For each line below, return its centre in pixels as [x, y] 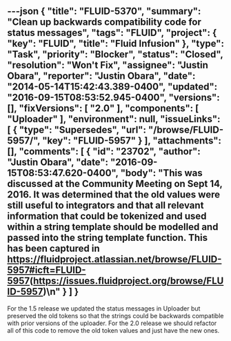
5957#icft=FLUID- [47, 270]
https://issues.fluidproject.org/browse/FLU [129, 281]
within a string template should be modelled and [113, 227]
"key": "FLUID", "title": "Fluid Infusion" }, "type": [115, 44]
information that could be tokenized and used [107, 216]
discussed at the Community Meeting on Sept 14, [115, 184]
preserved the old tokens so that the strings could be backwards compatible [115, 315]
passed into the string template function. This [108, 238]
